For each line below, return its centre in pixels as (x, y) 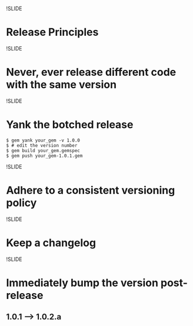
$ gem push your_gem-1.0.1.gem (44, 156)
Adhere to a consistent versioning (91, 190)
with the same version (61, 85)
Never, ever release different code (91, 72)
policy (21, 203)
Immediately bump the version (82, 283)
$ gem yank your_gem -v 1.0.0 (43, 140)
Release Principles (52, 32)
